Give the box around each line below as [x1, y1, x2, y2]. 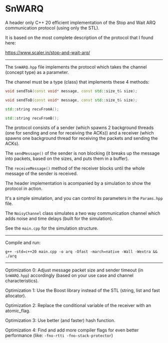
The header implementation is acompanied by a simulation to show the [5, 180, 151, 186]
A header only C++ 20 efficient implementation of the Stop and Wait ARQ [5, 19, 156, 25]
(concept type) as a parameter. [5, 69, 69, 75]
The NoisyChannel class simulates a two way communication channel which [5, 210, 160, 216]
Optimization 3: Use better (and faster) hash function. [5, 317, 115, 323]
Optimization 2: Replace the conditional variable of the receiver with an [5, 302, 151, 308]
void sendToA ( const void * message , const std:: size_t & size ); [5, 88, 137, 93]
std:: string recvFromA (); [5, 106, 59, 111]
